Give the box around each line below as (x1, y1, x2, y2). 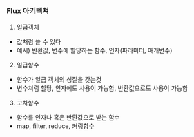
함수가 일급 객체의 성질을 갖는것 (16, 76, 101, 84)
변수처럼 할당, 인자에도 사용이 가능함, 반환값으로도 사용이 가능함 (16, 84, 188, 92)
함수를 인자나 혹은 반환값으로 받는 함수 (16, 114, 120, 122)
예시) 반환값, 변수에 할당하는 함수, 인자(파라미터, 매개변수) (16, 46, 173, 54)
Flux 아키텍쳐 (6, 6, 49, 15)
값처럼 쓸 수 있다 (16, 38, 61, 46)
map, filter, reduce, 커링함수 (16, 122, 95, 130)
